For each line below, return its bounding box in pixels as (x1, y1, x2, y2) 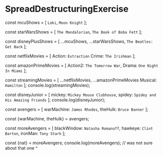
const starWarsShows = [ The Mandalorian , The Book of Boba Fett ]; (5, 29, 143, 35)
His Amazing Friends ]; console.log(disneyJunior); (5, 97, 106, 103)
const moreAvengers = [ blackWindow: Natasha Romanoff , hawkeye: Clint (5, 125, 153, 131)
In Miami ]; (5, 67, 27, 74)
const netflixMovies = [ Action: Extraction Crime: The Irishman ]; (5, 53, 136, 59)
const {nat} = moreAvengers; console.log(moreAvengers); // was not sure (5, 140, 153, 146)
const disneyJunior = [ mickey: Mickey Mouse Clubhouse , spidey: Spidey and (5, 92, 156, 97)
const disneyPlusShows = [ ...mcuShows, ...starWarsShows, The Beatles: (5, 38, 153, 44)
